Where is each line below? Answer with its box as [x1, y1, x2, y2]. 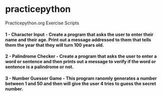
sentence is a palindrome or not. [5, 64, 74, 70]
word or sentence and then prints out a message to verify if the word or [5, 59, 156, 65]
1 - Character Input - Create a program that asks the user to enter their [5, 31, 154, 37]
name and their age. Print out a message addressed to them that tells [5, 36, 151, 43]
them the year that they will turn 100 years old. [5, 42, 104, 48]
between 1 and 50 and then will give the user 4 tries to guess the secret [5, 81, 156, 87]
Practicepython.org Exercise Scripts [5, 20, 79, 26]
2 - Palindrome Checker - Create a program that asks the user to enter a [5, 53, 157, 59]
